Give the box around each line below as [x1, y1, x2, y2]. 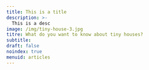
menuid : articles [6, 54, 51, 60]
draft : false [6, 43, 40, 49]
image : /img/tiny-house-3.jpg [6, 26, 84, 32]
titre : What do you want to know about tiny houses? [6, 32, 144, 38]
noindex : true [6, 49, 43, 55]
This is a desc [12, 20, 51, 26]
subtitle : [6, 37, 32, 43]
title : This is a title [6, 9, 67, 15]
